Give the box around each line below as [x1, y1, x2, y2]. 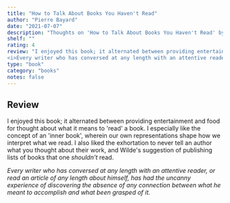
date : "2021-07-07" [7, 23, 63, 29]
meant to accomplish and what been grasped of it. [7, 189, 151, 197]
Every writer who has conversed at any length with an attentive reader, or [7, 167, 216, 175]
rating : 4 [7, 42, 36, 49]
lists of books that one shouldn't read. [7, 153, 114, 161]
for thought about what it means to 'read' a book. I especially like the [7, 124, 201, 133]
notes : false [7, 73, 44, 81]
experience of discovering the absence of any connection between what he [7, 181, 221, 189]
